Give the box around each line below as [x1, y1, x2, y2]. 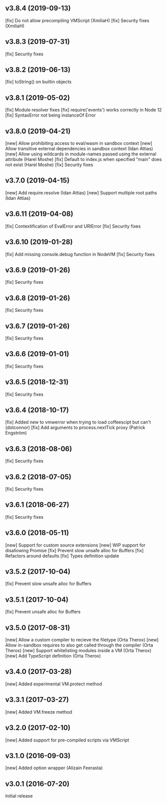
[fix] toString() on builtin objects [5, 79, 72, 85]
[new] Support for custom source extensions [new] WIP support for [5, 542, 146, 548]
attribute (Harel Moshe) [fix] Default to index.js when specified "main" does [5, 156, 162, 163]
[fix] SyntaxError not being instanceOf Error [5, 112, 96, 118]
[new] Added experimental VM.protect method [5, 681, 102, 687]
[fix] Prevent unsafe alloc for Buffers [5, 609, 81, 615]
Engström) [5, 430, 27, 436]
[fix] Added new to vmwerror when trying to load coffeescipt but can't [5, 419, 151, 425]
